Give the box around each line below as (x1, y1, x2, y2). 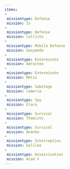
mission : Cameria (6, 89, 42, 94)
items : (4, 7, 18, 12)
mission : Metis (6, 75, 37, 80)
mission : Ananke (6, 130, 40, 134)
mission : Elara (6, 102, 37, 107)
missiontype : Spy (6, 98, 42, 103)
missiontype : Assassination (6, 152, 63, 157)
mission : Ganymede (6, 48, 44, 53)
